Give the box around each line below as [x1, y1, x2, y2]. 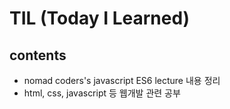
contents [9, 47, 67, 64]
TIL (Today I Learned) [9, 7, 191, 30]
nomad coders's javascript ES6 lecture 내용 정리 [23, 75, 221, 86]
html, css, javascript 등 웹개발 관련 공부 [23, 87, 181, 99]
